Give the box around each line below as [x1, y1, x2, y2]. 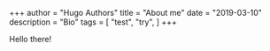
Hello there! [9, 34, 51, 44]
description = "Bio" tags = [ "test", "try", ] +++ [9, 17, 177, 27]
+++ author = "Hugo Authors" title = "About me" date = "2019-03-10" [9, 8, 263, 18]
